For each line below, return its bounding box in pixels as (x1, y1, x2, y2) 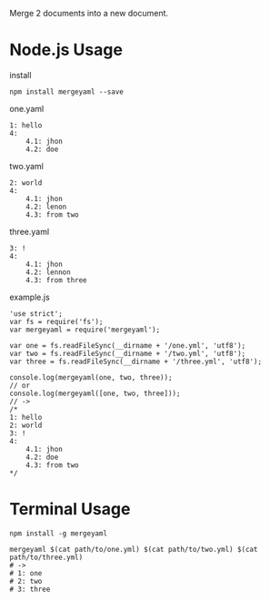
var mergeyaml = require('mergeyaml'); (9, 325, 161, 334)
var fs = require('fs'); (9, 317, 104, 326)
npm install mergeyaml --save (9, 87, 125, 97)
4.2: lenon (25, 202, 67, 211)
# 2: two (9, 576, 43, 586)
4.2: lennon (25, 268, 71, 277)
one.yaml (9, 103, 45, 114)
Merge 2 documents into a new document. (9, 8, 169, 18)
